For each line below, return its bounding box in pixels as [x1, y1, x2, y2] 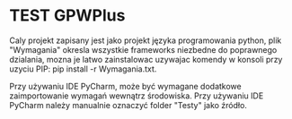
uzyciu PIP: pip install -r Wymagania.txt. [9, 64, 157, 74]
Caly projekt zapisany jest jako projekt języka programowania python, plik [9, 35, 282, 46]
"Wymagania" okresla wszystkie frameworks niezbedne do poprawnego [9, 44, 278, 55]
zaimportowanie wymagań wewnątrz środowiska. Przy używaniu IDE [9, 90, 264, 101]
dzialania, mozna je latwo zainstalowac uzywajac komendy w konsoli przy [9, 54, 283, 64]
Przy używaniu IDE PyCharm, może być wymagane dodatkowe [9, 81, 242, 91]
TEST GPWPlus [9, 5, 126, 26]
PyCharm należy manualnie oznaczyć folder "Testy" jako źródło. [9, 99, 247, 110]
